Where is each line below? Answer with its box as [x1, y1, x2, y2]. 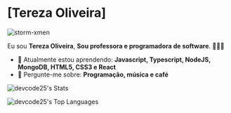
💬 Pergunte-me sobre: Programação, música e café [17, 70, 169, 79]
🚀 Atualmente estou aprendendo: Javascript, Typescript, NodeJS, [17, 55, 211, 64]
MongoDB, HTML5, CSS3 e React [17, 62, 116, 71]
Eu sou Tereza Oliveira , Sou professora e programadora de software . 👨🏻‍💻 [7, 41, 225, 50]
